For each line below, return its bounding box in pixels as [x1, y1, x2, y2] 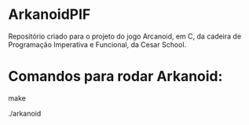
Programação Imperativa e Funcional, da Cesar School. [8, 39, 187, 49]
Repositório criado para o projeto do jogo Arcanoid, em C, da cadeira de [8, 31, 242, 41]
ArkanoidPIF [8, 6, 91, 24]
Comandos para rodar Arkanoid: [8, 68, 223, 86]
